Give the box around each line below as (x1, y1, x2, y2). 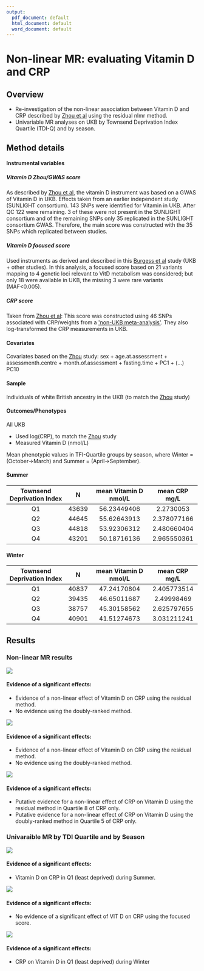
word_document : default (12, 26, 72, 32)
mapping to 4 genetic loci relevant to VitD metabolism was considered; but (6, 270, 193, 277)
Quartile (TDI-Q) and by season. (15, 125, 96, 132)
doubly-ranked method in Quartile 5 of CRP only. (15, 817, 137, 825)
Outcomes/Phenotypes (6, 407, 67, 414)
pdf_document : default (12, 15, 69, 21)
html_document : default (12, 20, 72, 26)
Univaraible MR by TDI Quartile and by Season (6, 833, 145, 841)
